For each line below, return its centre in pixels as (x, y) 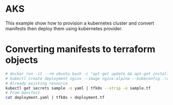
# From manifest (23, 93)
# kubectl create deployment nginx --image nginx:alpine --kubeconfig (83, 78)
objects (22, 60)
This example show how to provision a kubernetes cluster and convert (80, 23)
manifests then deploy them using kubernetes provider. (64, 28)
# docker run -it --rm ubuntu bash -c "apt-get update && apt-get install (87, 74)
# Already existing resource (37, 83)
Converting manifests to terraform (80, 49)
